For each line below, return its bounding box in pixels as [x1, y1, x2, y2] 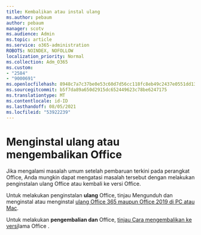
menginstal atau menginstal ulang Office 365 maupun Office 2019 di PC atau [6, 198, 195, 206]
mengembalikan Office [6, 147, 123, 161]
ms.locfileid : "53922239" [6, 109, 71, 115]
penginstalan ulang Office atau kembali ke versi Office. [6, 180, 141, 188]
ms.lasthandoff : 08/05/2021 [6, 103, 77, 110]
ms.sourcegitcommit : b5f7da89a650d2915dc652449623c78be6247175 [6, 87, 167, 93]
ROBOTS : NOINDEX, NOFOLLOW [6, 48, 74, 54]
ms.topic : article [6, 37, 52, 43]
